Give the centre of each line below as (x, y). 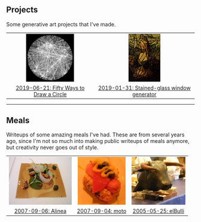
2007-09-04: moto (102, 211)
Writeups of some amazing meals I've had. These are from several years (95, 135)
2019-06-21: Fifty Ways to (50, 88)
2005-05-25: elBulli (158, 211)
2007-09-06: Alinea (40, 211)
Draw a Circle (50, 94)
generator (144, 94)
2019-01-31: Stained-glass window (144, 88)
